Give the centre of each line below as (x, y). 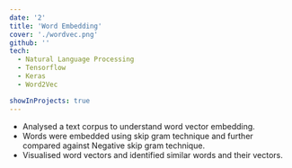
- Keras (32, 76)
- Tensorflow (42, 68)
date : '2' (28, 18)
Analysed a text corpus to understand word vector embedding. (139, 126)
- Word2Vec (38, 84)
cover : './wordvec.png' (54, 34)
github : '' (30, 43)
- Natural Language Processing (76, 59)
